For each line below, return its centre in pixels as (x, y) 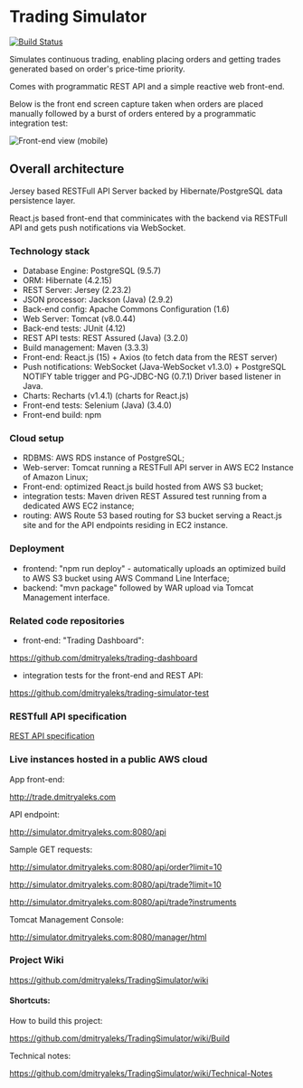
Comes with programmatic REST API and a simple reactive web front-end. (147, 86)
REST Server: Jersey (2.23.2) (77, 290)
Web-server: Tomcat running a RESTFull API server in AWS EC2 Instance (158, 468)
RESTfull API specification (68, 716)
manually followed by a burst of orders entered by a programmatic (133, 113)
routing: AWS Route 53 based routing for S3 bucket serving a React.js (152, 516)
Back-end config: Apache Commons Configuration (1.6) (126, 309)
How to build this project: (56, 1021)
